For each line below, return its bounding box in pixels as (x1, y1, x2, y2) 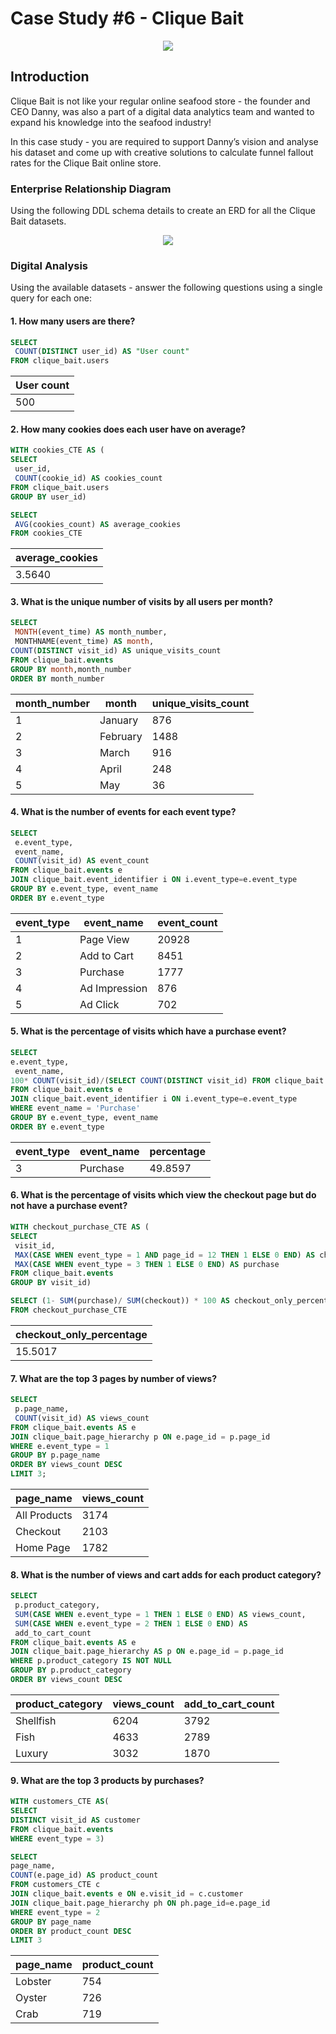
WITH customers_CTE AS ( (10, 1797, 110, 1807)
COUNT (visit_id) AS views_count (14, 1413, 150, 1423)
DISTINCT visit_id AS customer (10, 1815, 141, 1825)
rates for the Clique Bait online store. (10, 157, 162, 169)
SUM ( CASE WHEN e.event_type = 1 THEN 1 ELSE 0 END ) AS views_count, (14, 1609, 307, 1619)
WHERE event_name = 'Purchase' (10, 1103, 141, 1114)
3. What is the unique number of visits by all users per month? (10, 595, 273, 607)
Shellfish (15, 1713, 57, 1727)
